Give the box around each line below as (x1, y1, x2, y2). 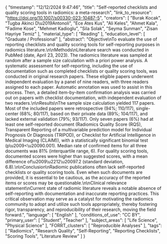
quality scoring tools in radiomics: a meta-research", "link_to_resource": (5, 10, 153, 16)
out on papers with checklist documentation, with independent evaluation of (5, 95, 162, 101)
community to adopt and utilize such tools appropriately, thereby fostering (5, 201, 158, 207)
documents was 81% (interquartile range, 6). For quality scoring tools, (5, 148, 149, 154)
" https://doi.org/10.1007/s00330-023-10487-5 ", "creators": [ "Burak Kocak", (5, 15, 162, 21)
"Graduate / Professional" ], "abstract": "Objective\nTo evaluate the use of (5, 36, 158, 42)
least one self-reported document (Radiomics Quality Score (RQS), (5, 121, 142, 127)
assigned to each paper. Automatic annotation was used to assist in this (5, 84, 153, 90)
